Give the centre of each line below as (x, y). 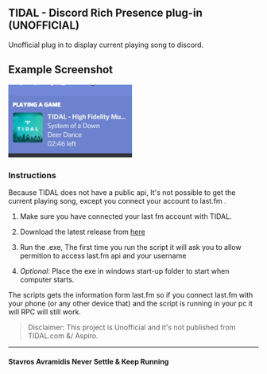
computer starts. (47, 279)
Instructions (33, 175)
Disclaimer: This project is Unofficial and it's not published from (132, 327)
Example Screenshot (61, 70)
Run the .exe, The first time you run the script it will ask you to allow (130, 247)
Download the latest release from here (82, 232)
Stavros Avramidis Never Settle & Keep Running (89, 361)
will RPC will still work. (45, 312)
